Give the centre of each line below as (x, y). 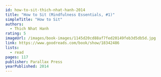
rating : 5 (16, 33)
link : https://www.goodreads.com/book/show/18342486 (62, 43)
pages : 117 (17, 57)
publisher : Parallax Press (34, 62)
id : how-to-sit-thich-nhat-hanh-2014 (45, 10)
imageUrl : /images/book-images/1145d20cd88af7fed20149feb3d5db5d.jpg (81, 38)
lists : (12, 48)
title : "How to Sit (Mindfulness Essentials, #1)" (60, 15)
